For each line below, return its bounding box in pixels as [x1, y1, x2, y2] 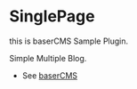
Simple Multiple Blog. [9, 53, 87, 63]
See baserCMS [21, 69, 78, 81]
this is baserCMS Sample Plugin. [9, 36, 129, 46]
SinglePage [9, 6, 95, 27]
